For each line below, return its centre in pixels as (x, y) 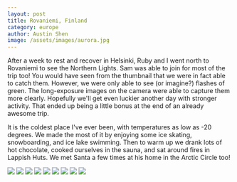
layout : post (27, 14)
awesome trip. (28, 114)
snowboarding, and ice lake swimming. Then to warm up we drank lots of (115, 142)
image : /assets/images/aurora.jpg (59, 41)
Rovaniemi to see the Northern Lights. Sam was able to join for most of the (116, 68)
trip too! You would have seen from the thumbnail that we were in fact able (117, 76)
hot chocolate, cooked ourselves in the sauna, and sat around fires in (109, 150)
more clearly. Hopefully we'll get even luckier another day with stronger (112, 98)
